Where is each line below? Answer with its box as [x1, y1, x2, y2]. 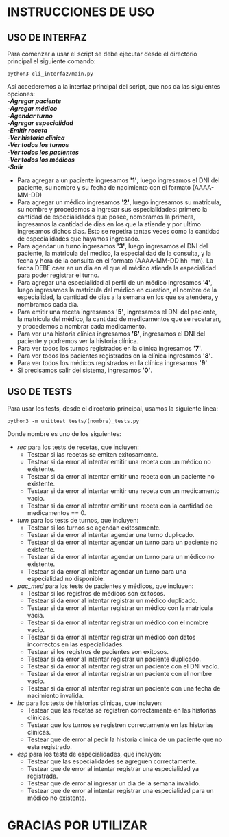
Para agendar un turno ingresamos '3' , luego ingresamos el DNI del [16, 242, 208, 250]
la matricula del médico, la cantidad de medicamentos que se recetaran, [16, 315, 221, 323]
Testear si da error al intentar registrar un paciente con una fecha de [27, 684, 221, 692]
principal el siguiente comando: [7, 57, 96, 65]
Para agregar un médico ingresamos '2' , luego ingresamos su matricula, [16, 198, 221, 206]
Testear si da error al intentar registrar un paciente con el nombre [27, 669, 213, 677]
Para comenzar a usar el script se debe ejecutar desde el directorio [7, 50, 197, 58]
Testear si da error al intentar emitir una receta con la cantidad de [27, 501, 213, 510]
